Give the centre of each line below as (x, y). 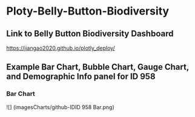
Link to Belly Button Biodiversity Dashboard (90, 34)
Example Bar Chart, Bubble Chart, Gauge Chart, (98, 67)
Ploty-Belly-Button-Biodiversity (88, 11)
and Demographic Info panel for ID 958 (81, 77)
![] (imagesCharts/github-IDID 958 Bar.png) (61, 107)
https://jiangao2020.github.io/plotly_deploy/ (61, 48)
